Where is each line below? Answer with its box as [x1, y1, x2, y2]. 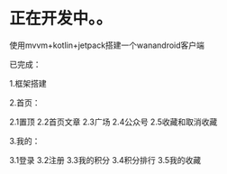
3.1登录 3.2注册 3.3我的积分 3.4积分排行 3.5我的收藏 [9, 154, 202, 165]
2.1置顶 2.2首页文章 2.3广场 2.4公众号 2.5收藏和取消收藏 [9, 116, 218, 127]
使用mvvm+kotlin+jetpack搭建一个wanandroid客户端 [9, 40, 205, 50]
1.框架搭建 [9, 78, 47, 88]
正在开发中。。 [9, 8, 113, 29]
